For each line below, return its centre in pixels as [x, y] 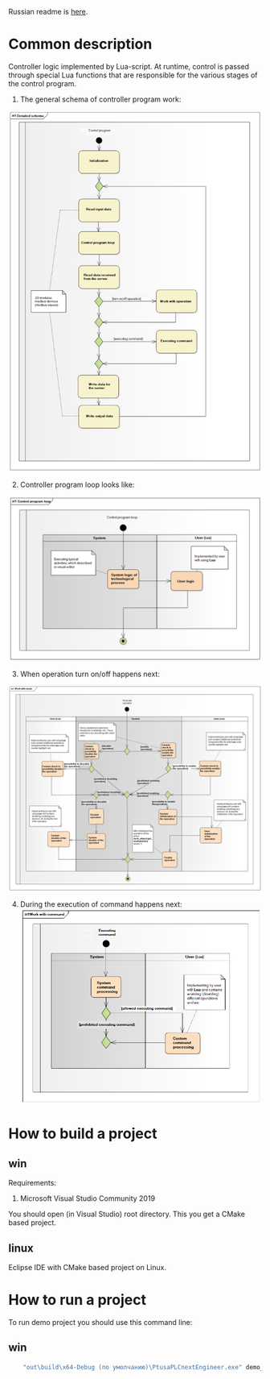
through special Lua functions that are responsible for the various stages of [133, 75]
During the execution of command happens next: [101, 904]
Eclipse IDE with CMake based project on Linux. [88, 1267]
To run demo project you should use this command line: [100, 1322]
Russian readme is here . [48, 12]
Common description [80, 44]
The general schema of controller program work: [100, 99]
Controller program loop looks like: [77, 484]
